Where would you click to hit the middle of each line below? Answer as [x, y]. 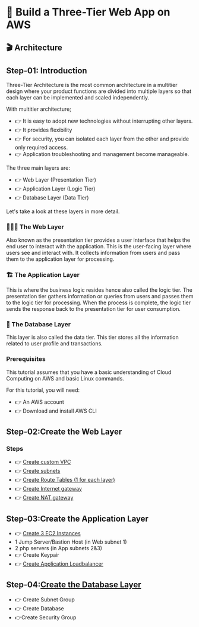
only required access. [41, 148]
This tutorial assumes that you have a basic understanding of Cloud [89, 372]
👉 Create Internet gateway [48, 489]
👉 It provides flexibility [43, 130]
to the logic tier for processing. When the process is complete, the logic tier [99, 302]
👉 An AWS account [39, 402]
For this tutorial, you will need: [43, 390]
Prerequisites [26, 359]
